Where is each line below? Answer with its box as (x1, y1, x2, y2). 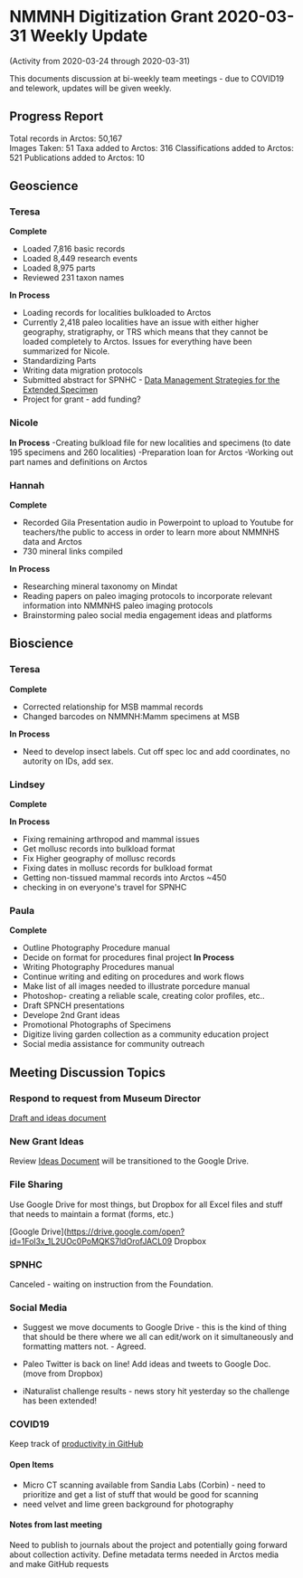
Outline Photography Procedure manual (22, 943, 170, 954)
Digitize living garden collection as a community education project (22, 1029, 270, 1040)
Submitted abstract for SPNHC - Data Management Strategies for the (22, 375, 280, 385)
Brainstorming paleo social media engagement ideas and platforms (22, 610, 273, 621)
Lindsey (9, 778, 45, 791)
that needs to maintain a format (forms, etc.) (9, 1208, 175, 1219)
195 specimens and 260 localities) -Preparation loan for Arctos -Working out (9, 446, 294, 458)
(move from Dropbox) (22, 1368, 104, 1379)
